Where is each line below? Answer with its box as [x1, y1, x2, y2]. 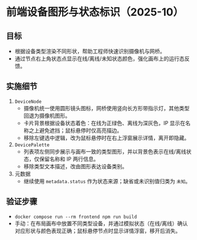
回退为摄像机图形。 [23, 112, 71, 119]
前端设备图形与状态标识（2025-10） [6, 5, 184, 19]
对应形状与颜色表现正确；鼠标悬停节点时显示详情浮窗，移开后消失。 [14, 227, 181, 234]
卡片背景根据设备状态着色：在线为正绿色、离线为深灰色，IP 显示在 [23, 119, 186, 126]
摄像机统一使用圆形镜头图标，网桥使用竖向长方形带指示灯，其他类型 [23, 104, 190, 111]
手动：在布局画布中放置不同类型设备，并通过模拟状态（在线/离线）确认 [14, 220, 188, 227]
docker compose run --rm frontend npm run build [14, 214, 137, 220]
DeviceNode [14, 98, 42, 104]
